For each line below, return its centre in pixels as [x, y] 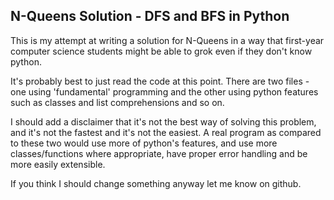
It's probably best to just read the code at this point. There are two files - [160, 81]
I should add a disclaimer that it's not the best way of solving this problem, [163, 121]
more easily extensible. [58, 164]
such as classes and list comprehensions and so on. [117, 102]
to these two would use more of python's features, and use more [144, 143]
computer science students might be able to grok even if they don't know [161, 51]
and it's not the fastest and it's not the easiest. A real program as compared [166, 132]
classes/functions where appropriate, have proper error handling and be [159, 153]
